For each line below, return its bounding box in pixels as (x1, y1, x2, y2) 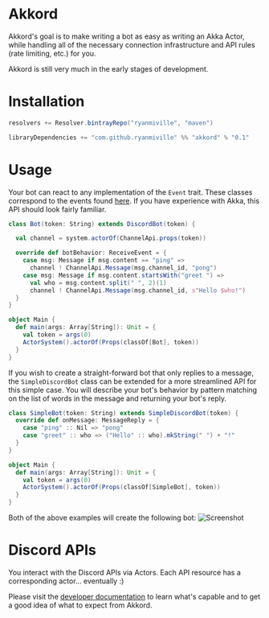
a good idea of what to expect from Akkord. (8, 600, 153, 610)
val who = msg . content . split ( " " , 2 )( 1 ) (29, 278, 167, 286)
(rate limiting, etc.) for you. (8, 48, 96, 58)
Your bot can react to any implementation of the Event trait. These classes (8, 187, 253, 197)
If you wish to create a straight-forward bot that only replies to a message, (8, 368, 255, 377)
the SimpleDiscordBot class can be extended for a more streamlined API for (8, 376, 257, 386)
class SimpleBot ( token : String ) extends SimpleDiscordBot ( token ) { (8, 409, 239, 417)
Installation (8, 93, 85, 111)
